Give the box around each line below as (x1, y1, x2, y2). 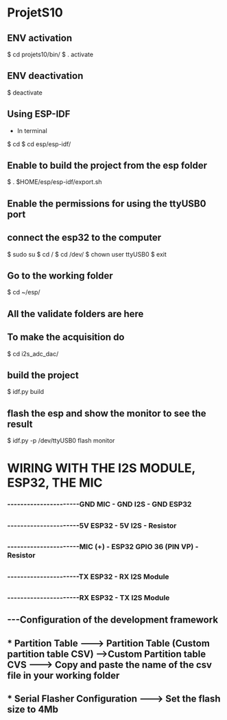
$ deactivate (7, 88, 43, 97)
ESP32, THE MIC (7, 475, 103, 491)
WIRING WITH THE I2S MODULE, (7, 461, 195, 476)
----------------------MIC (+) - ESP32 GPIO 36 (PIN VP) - (7, 542, 199, 552)
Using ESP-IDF (7, 108, 71, 120)
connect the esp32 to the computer (7, 232, 162, 244)
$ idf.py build (7, 388, 45, 396)
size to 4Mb (7, 704, 58, 715)
